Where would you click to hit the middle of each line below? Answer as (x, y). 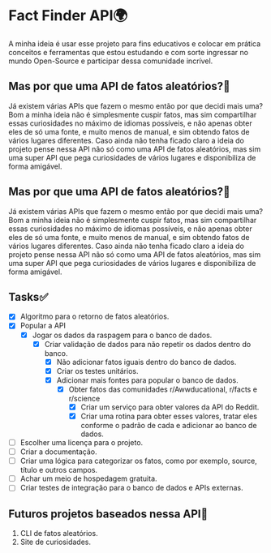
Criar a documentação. (58, 452)
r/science (84, 398)
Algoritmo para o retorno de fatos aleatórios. (95, 316)
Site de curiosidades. (56, 542)
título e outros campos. (59, 470)
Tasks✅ (28, 297)
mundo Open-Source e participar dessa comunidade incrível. (111, 61)
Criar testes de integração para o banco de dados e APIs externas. (131, 488)
